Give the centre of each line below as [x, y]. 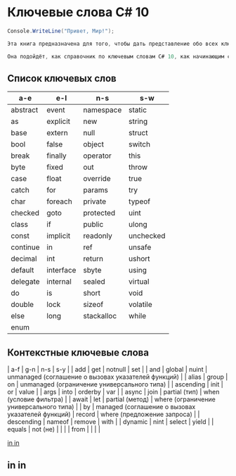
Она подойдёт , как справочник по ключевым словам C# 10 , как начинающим [116, 56]
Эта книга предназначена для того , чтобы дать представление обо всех [113, 44]
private [95, 201]
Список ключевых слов [62, 78]
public [93, 225]
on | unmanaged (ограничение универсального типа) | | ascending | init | [115, 384]
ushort [139, 259]
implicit [59, 236]
